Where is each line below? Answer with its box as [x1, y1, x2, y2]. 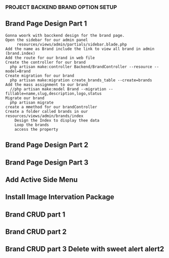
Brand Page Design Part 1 [5, 19, 87, 28]
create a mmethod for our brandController [5, 104, 97, 109]
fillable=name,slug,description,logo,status [5, 91, 102, 96]
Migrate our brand [5, 96, 45, 101]
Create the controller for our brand [5, 60, 86, 65]
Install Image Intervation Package [5, 193, 114, 201]
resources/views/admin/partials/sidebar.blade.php [16, 42, 127, 47]
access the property [14, 127, 58, 132]
